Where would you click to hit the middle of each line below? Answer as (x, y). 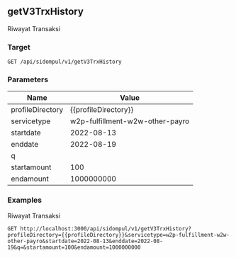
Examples (25, 200)
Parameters (28, 79)
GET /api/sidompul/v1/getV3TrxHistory (64, 62)
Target (19, 47)
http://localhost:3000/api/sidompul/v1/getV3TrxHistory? (106, 229)
